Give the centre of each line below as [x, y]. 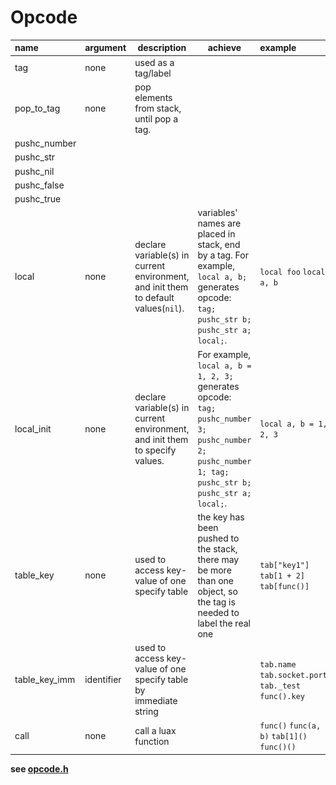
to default [154, 298]
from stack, [158, 108]
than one [216, 580]
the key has [221, 517]
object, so [217, 591]
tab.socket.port [293, 675]
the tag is [216, 602]
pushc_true [38, 199]
